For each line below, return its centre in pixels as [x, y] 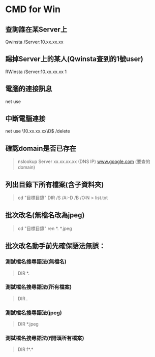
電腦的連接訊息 [29, 89]
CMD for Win [33, 9]
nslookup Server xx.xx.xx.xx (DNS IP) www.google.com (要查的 [84, 161]
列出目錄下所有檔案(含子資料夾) [55, 185]
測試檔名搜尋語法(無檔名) [36, 262]
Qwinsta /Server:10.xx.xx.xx [34, 42]
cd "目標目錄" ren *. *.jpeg [45, 228]
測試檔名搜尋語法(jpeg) [34, 312]
